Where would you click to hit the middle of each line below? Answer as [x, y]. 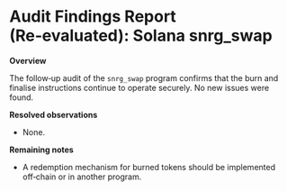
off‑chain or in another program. [82, 177]
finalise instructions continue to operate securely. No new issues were [139, 87]
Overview [28, 60]
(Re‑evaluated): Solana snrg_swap [141, 36]
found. [22, 97]
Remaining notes [41, 150]
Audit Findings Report [93, 17]
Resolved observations [54, 114]
